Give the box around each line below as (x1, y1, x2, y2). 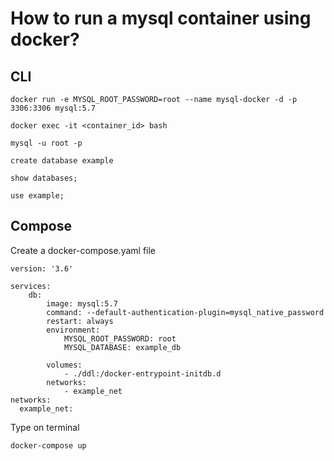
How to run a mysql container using (10, 7, 312, 30)
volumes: (46, 360, 83, 370)
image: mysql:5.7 (46, 298, 118, 309)
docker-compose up (10, 440, 87, 451)
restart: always (46, 316, 114, 326)
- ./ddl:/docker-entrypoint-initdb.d (63, 368, 222, 379)
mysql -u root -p (10, 138, 83, 148)
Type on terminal (10, 421, 80, 433)
